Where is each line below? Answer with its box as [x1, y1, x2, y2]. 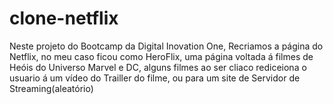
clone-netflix [9, 7, 119, 30]
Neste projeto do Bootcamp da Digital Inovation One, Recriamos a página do [9, 40, 324, 52]
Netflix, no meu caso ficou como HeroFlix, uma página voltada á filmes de [9, 50, 314, 62]
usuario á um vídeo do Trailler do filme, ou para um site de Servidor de [9, 72, 301, 84]
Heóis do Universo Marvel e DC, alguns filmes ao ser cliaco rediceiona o [9, 61, 307, 73]
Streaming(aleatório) [9, 82, 94, 94]
